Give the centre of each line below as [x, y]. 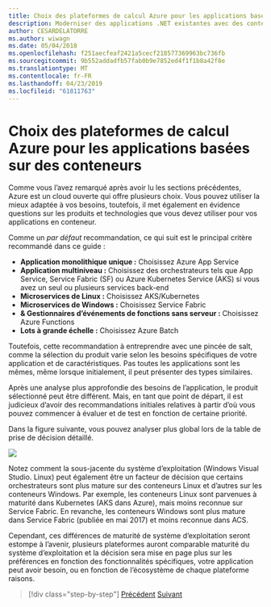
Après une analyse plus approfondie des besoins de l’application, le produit [133, 388]
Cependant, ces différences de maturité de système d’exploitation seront [129, 536]
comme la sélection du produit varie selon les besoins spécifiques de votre [133, 355]
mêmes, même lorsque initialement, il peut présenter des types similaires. [131, 372]
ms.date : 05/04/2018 [43, 46]
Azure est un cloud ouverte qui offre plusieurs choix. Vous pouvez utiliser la [134, 196]
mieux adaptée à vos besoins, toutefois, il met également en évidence [124, 205]
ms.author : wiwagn [39, 38]
